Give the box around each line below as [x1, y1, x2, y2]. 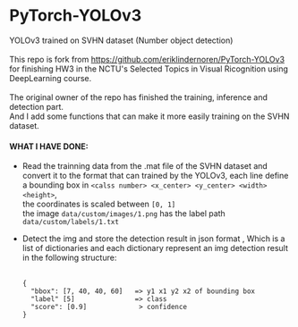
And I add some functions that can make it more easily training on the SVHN [9, 111, 290, 122]
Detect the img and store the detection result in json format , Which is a [21, 233, 285, 244]
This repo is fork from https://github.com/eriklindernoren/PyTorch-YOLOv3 [9, 54, 285, 64]
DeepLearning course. [9, 72, 92, 83]
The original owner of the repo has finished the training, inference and [9, 91, 268, 103]
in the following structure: [21, 252, 117, 264]
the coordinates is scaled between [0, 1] [21, 198, 176, 210]
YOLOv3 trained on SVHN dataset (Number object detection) [9, 35, 234, 46]
